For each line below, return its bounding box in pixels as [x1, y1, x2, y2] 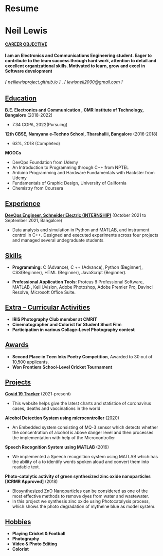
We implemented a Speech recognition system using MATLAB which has [12, 454, 158, 460]
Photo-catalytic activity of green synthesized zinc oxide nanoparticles [5, 473, 151, 480]
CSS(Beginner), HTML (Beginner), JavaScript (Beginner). [12, 269, 127, 275]
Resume [5, 3, 39, 14]
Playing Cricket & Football [12, 531, 66, 537]
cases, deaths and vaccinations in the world [12, 406, 101, 411]
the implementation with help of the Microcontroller [12, 435, 115, 441]
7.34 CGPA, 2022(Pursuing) [12, 122, 68, 128]
